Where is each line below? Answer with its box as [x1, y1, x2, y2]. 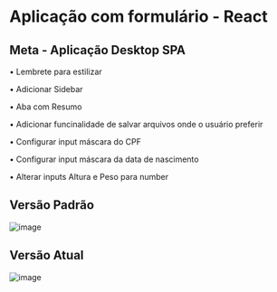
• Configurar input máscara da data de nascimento [9, 154, 199, 165]
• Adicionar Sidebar [9, 84, 83, 94]
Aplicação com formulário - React [9, 6, 269, 27]
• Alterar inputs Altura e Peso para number [9, 172, 169, 182]
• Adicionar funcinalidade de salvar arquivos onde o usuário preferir [9, 119, 263, 129]
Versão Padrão [9, 197, 95, 213]
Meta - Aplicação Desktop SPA [9, 42, 186, 58]
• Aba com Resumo [9, 101, 82, 112]
